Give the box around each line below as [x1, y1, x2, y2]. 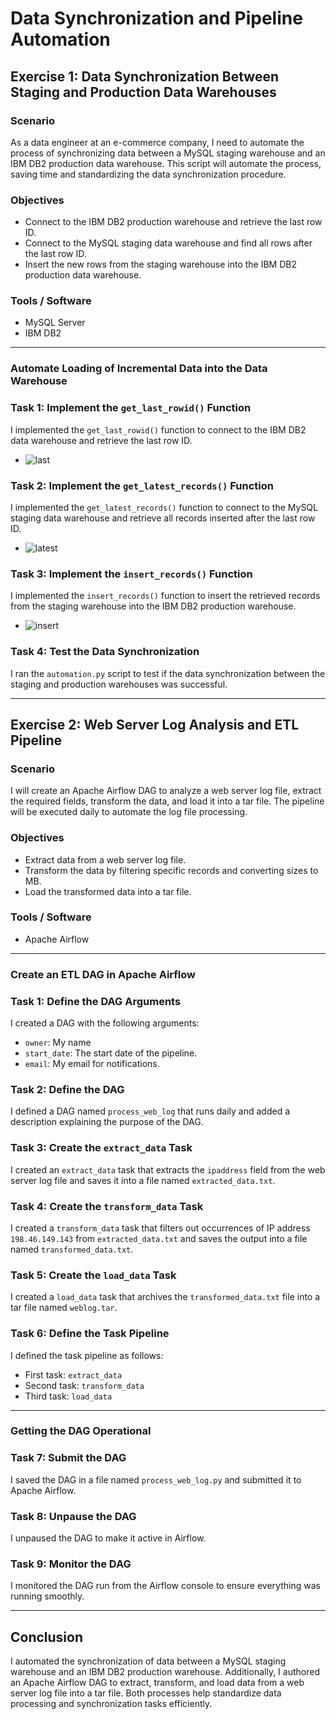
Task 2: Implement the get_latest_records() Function [10, 478, 274, 492]
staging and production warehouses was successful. [10, 678, 228, 690]
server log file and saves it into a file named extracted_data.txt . [10, 1174, 276, 1186]
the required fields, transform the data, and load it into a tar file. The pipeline [10, 795, 325, 807]
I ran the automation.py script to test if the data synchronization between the [10, 667, 326, 679]
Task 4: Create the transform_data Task [10, 1199, 204, 1213]
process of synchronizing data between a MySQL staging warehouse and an [10, 147, 326, 159]
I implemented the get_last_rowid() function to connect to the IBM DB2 [10, 423, 307, 436]
